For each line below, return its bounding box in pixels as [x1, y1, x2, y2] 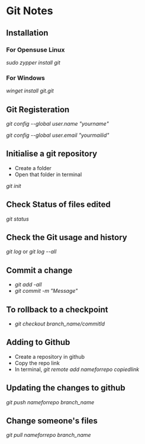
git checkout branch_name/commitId [14, 320, 105, 327]
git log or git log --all [6, 248, 57, 255]
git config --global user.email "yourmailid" [6, 132, 109, 139]
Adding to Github [6, 337, 70, 347]
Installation [6, 28, 49, 38]
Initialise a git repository [6, 149, 98, 159]
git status [6, 215, 30, 222]
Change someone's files [6, 416, 98, 426]
